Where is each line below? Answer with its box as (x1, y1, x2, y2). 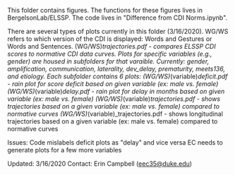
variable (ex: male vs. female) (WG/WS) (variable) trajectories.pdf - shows (7, 95, 221, 103)
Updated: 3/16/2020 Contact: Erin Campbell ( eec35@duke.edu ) (7, 159, 193, 168)
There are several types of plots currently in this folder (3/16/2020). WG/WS (7, 28, 229, 35)
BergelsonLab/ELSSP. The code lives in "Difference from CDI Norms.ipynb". (7, 13, 228, 22)
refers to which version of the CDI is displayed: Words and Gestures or (7, 35, 212, 43)
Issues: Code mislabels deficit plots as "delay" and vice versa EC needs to (7, 138, 224, 147)
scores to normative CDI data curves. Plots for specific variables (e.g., (7, 49, 213, 58)
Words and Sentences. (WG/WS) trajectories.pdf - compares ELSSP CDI (7, 42, 217, 50)
